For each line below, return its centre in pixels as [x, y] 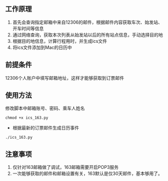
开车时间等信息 [28, 28]
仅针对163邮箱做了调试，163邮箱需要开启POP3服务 [66, 167]
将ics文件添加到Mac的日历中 [42, 47]
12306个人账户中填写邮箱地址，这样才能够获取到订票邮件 [65, 78]
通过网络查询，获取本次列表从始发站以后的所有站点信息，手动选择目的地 [88, 35]
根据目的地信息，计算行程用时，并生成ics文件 [60, 41]
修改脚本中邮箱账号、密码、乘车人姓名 [45, 108]
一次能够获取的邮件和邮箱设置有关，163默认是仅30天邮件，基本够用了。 [88, 173]
